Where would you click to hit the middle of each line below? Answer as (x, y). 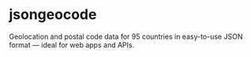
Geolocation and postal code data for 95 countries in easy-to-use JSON (126, 36)
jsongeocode (53, 15)
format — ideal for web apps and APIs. (72, 44)
